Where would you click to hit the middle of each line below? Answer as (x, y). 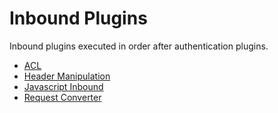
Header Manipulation (67, 76)
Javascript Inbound (63, 86)
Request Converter (62, 97)
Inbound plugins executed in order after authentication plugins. (139, 46)
